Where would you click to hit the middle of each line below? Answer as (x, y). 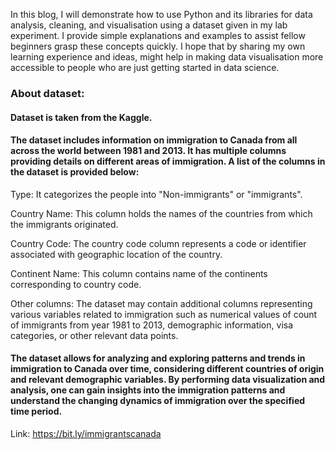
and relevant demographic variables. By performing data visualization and (168, 380)
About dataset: (47, 93)
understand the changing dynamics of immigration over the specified (158, 401)
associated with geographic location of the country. (116, 254)
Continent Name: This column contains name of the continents (139, 273)
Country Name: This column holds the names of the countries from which (161, 213)
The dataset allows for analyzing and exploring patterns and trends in (158, 358)
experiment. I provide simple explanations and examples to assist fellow (158, 35)
